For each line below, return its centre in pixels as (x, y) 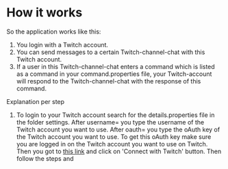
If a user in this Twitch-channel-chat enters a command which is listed (115, 66)
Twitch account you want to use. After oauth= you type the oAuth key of (118, 129)
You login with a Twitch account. (62, 44)
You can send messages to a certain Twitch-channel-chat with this (111, 52)
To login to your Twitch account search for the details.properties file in (115, 115)
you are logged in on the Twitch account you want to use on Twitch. (112, 144)
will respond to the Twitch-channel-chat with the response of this (109, 81)
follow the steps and (45, 158)
